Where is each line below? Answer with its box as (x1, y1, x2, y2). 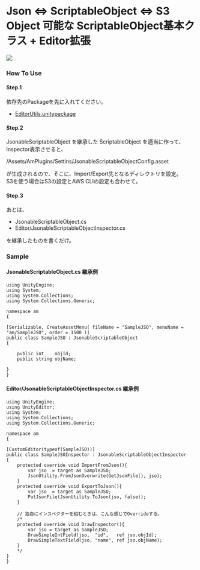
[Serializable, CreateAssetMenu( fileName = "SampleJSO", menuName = (6, 324, 184, 330)
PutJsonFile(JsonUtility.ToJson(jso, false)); (28, 493, 147, 500)
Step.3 (6, 192, 23, 199)
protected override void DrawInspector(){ (17, 521, 125, 527)
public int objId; (17, 350, 71, 356)
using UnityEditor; (6, 404, 55, 410)
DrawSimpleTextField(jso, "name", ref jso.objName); (28, 537, 163, 543)
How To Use (6, 69, 42, 77)
